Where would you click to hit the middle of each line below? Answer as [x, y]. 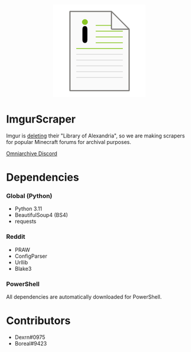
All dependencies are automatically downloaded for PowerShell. [84, 297]
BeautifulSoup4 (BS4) [41, 215]
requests [25, 222]
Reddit [16, 237]
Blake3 [23, 268]
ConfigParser [31, 256]
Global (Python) [29, 196]
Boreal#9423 [31, 343]
